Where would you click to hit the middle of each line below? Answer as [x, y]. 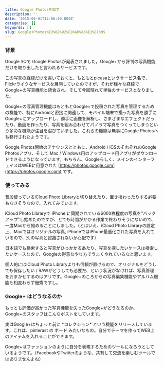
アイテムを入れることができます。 [43, 336]
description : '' [21, 14]
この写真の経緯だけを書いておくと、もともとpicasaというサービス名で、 [77, 78]
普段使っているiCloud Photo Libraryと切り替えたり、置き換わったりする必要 [81, 197]
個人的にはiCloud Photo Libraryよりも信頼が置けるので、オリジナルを [75, 264]
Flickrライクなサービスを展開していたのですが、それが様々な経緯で [72, 84]
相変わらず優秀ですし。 [37, 282]
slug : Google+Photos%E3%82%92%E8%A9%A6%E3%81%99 [55, 32]
